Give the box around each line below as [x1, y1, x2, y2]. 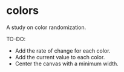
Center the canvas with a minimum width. [15, 60, 119, 67]
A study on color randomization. [6, 24, 86, 31]
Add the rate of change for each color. [15, 47, 111, 54]
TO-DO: [6, 35, 26, 42]
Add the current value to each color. [15, 53, 105, 61]
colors [6, 4, 39, 18]
